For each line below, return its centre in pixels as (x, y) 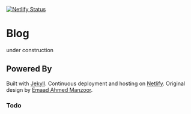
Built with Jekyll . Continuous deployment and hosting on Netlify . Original (96, 83)
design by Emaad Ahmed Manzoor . (50, 89)
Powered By (29, 69)
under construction (30, 50)
